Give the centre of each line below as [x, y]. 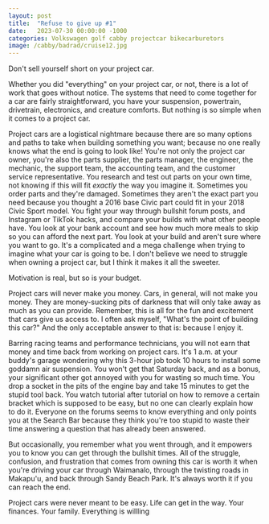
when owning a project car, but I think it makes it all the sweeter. [114, 262]
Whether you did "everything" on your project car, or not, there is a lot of [128, 85]
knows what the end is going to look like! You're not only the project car [127, 151]
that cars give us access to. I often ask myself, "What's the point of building [133, 320]
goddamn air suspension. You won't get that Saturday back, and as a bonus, [134, 369]
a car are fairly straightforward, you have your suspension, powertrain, [125, 101]
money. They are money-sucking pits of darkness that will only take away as [134, 302]
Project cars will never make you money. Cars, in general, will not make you [133, 294]
